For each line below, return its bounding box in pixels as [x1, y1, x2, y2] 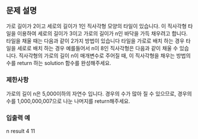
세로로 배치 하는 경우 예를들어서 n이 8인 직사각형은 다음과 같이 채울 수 [17, 44, 178, 51]
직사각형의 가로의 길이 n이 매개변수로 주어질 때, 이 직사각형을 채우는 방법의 [18, 52, 191, 59]
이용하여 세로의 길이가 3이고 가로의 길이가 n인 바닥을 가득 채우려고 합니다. [17, 30, 188, 37]
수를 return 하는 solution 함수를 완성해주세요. [6, 59, 111, 66]
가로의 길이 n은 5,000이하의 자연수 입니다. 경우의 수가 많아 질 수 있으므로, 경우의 [6, 90, 192, 98]
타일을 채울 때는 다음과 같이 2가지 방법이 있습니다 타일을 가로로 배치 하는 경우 [6, 37, 185, 44]
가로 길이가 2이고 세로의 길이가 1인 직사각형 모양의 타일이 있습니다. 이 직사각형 [6, 22, 187, 30]
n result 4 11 [6, 128, 36, 135]
